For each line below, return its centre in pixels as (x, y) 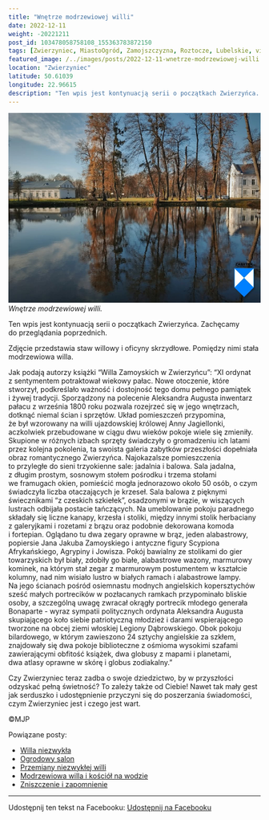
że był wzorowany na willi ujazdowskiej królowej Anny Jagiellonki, (117, 423)
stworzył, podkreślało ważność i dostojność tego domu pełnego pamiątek (130, 389)
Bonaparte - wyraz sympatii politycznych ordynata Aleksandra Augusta (126, 611)
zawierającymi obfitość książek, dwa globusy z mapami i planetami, (120, 654)
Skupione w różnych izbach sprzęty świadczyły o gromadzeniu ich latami (129, 440)
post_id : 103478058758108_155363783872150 (80, 43)
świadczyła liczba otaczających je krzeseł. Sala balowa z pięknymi (118, 492)
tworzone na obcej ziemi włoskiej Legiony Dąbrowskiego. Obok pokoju (125, 628)
